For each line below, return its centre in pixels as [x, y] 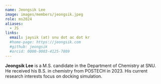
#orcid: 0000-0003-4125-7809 [40, 51]
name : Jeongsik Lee [25, 10]
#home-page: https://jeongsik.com [45, 42]
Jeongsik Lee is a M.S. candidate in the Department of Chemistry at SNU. [81, 66]
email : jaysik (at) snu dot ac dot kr [50, 38]
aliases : [14, 24]
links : [12, 33]
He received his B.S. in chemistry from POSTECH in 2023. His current [76, 71]
